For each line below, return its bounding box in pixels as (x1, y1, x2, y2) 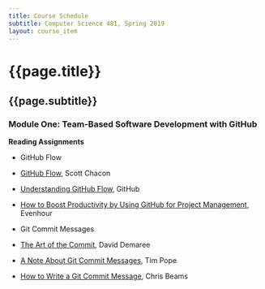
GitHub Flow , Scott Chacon (19, 168, 111, 179)
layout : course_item (8, 27, 79, 35)
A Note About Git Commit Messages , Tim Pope (19, 256, 177, 265)
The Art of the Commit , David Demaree (19, 240, 151, 250)
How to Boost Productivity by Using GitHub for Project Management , (19, 200, 250, 209)
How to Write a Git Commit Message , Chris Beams (19, 271, 189, 281)
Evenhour (19, 209, 53, 218)
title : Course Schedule (8, 11, 89, 20)
